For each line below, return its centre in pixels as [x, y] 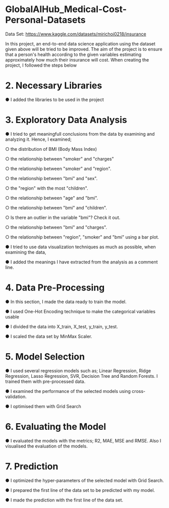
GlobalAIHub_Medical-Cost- [66, 9]
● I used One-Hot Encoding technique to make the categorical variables [80, 311]
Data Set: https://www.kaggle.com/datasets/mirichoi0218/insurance [76, 34]
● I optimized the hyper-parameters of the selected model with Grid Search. [84, 480]
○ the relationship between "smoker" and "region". [58, 168]
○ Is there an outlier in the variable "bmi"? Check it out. [63, 217]
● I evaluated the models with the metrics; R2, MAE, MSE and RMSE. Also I [83, 440]
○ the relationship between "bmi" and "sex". [51, 178]
